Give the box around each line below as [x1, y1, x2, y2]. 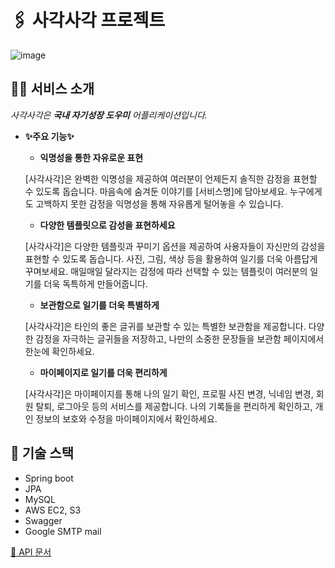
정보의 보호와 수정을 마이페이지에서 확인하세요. [35, 412, 218, 425]
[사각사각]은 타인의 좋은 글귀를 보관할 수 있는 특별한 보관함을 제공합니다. [24, 320, 307, 332]
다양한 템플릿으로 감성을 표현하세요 [39, 219, 176, 231]
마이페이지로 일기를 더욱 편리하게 [39, 366, 168, 378]
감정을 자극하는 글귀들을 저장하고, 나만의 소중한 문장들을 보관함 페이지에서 [35, 332, 325, 345]
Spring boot [24, 472, 74, 484]
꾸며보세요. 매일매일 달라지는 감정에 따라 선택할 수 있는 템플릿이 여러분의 [24, 265, 308, 277]
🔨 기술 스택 [10, 445, 75, 462]
